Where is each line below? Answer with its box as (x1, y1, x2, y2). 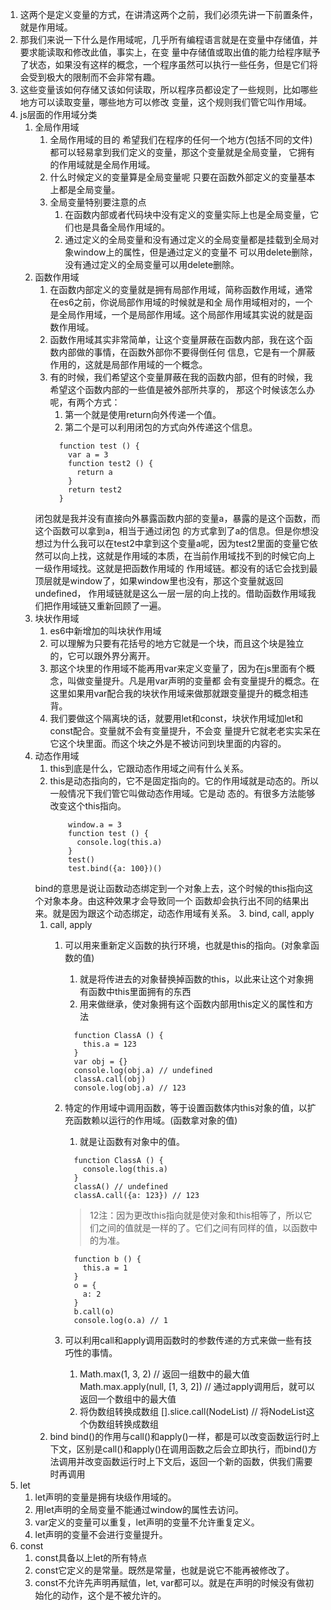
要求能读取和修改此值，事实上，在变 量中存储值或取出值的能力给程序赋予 (19, 46, 321, 58)
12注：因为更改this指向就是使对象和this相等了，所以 (89, 1209, 304, 1221)
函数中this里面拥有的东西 (88, 986, 192, 997)
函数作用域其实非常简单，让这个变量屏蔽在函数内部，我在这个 (49, 334, 305, 345)
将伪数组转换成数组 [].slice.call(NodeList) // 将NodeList (79, 1406, 307, 1417)
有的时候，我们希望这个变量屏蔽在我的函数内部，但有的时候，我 (49, 371, 313, 383)
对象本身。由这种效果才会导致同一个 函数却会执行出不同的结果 (43, 895, 301, 907)
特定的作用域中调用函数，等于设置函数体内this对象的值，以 (64, 1102, 308, 1113)
